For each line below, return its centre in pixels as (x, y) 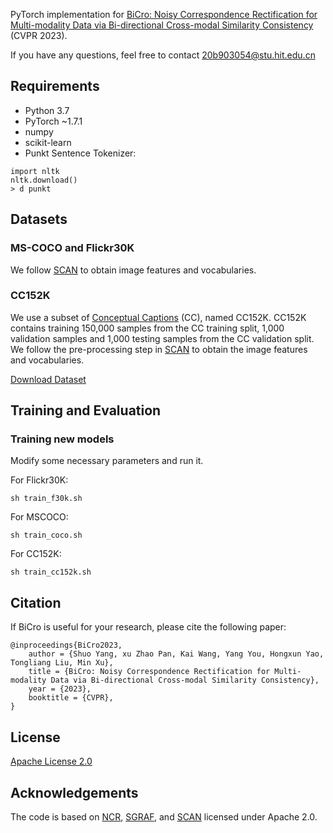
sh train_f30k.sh (46, 499)
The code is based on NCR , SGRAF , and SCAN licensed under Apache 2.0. (164, 816)
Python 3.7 (47, 110)
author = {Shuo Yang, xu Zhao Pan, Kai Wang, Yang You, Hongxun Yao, (176, 654)
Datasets (39, 219)
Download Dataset (48, 379)
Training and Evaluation (86, 410)
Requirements (55, 86)
